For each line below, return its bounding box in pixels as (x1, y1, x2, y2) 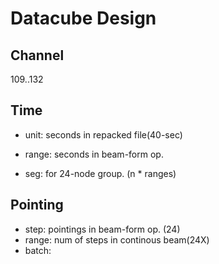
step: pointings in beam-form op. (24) (24, 223, 181, 235)
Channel (10, 47, 65, 64)
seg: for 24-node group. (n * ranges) (24, 167, 177, 179)
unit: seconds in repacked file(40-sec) (24, 128, 183, 141)
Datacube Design (10, 7, 157, 30)
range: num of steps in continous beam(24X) (24, 233, 210, 246)
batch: (24, 244, 52, 256)
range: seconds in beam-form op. (24, 148, 164, 160)
